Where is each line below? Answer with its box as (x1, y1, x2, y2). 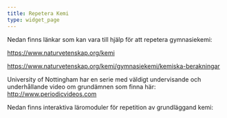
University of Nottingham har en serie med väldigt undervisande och (7, 75, 202, 83)
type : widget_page (7, 16, 60, 23)
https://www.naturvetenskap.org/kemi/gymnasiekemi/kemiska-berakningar (7, 62, 220, 70)
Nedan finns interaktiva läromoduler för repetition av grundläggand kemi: (7, 103, 213, 111)
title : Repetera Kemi (7, 10, 69, 17)
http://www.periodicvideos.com (7, 90, 97, 98)
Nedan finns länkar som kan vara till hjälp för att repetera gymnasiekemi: (7, 35, 213, 43)
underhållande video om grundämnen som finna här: (7, 82, 156, 91)
